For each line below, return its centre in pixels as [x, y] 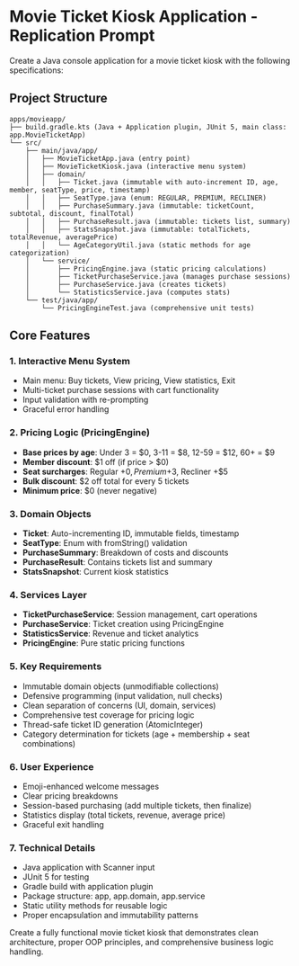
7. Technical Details [53, 847]
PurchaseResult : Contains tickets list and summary [117, 562]
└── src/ [26, 143]
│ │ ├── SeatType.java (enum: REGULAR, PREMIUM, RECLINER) [146, 198]
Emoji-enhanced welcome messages [91, 786]
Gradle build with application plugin [88, 887]
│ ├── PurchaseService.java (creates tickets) [126, 284]
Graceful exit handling [63, 824]
